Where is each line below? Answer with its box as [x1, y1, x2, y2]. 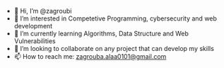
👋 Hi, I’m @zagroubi [13, 7, 72, 15]
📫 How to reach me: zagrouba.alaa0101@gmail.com [13, 52, 167, 60]
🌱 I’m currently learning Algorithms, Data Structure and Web [13, 29, 189, 38]
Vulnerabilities [13, 37, 56, 45]
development [13, 22, 53, 30]
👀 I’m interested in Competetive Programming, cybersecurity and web [13, 14, 218, 23]
